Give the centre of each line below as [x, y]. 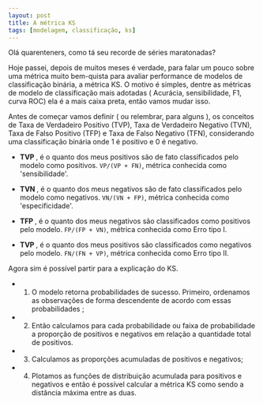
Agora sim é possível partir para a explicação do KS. [94, 268]
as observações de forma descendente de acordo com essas [131, 301]
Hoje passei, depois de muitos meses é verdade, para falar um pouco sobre [131, 68]
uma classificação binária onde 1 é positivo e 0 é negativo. [103, 142]
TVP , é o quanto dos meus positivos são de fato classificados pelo [129, 157]
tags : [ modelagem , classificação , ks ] [72, 30]
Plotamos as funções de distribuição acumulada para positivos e [137, 376]
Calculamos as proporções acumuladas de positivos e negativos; [137, 359]
